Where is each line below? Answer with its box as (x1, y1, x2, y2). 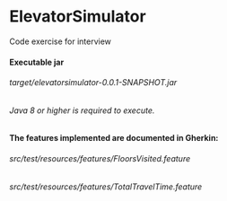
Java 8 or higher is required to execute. (9, 105, 155, 116)
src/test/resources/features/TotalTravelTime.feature (9, 181, 203, 192)
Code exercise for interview (9, 36, 112, 47)
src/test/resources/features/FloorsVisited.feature (9, 153, 191, 163)
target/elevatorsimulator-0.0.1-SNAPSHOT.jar (9, 77, 178, 88)
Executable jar (9, 57, 65, 67)
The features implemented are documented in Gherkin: (9, 133, 219, 144)
